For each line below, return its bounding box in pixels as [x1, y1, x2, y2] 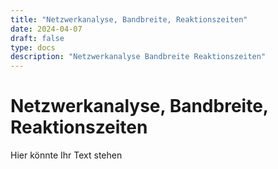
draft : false [10, 33, 65, 43]
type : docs [10, 42, 56, 53]
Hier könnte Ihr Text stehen [10, 149, 123, 161]
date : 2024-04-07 [10, 24, 83, 34]
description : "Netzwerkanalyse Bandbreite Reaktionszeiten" [10, 52, 267, 62]
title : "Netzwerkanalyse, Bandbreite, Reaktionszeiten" [10, 14, 248, 25]
